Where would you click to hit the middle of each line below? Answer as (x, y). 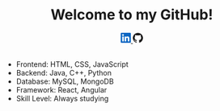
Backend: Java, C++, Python (63, 72)
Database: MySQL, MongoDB (65, 81)
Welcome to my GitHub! (132, 15)
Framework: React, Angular (61, 89)
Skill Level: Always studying (62, 98)
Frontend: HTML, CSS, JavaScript (72, 64)
